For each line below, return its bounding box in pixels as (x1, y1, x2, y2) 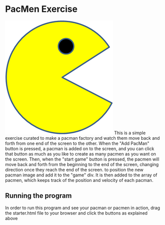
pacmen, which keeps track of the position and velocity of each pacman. (5, 177, 154, 183)
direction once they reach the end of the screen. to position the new (5, 167, 144, 172)
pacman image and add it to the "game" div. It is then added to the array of (5, 172, 158, 178)
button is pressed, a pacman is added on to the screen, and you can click (5, 145, 155, 152)
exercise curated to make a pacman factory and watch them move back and (5, 135, 160, 141)
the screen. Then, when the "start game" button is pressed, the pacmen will (5, 156, 160, 162)
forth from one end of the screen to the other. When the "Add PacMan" (5, 140, 150, 146)
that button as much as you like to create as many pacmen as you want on (5, 151, 157, 157)
